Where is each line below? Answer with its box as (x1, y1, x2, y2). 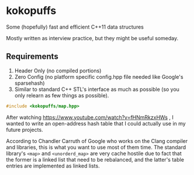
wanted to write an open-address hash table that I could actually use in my (6, 120, 186, 127)
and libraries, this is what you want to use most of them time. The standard (6, 143, 186, 150)
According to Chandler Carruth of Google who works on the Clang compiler (6, 137, 188, 144)
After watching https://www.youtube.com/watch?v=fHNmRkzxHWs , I (6, 114, 174, 121)
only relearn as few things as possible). (14, 92, 109, 99)
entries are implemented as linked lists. (6, 162, 101, 169)
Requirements (6, 51, 58, 62)
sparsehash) (14, 79, 45, 86)
